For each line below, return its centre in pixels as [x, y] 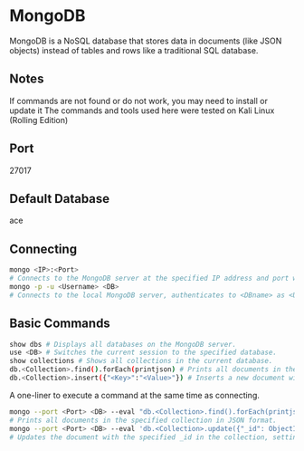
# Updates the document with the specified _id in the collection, [139, 437]
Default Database [60, 199]
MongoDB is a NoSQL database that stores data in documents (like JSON [146, 41]
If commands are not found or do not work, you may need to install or [139, 101]
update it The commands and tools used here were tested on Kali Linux [142, 110]
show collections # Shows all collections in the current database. [141, 361]
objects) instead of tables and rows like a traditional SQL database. [134, 50]
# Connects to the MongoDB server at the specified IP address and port [149, 278]
